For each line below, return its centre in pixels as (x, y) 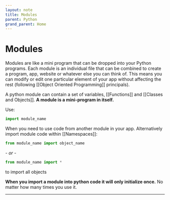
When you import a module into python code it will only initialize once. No (84, 182)
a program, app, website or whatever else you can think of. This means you (84, 74)
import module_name (26, 119)
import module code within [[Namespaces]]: (51, 134)
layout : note (19, 10)
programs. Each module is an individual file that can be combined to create (83, 68)
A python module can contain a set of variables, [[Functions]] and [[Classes (84, 95)
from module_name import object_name (45, 143)
